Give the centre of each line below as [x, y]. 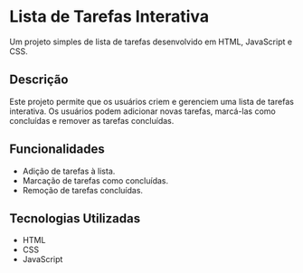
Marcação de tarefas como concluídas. [95, 180]
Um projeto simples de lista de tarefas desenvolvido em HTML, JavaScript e [151, 42]
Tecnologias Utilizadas [75, 218]
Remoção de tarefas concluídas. [82, 190]
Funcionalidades [57, 150]
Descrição [39, 80]
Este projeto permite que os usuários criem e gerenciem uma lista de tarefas [151, 101]
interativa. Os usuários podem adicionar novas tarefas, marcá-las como [142, 111]
